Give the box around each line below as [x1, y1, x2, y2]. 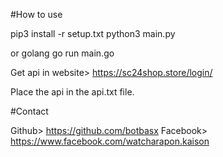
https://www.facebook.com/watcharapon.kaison [10, 135, 210, 147]
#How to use [10, 9, 63, 20]
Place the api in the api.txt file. [10, 86, 135, 98]
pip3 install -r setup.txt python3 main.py [10, 28, 176, 39]
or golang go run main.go [10, 47, 115, 59]
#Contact [10, 105, 49, 117]
